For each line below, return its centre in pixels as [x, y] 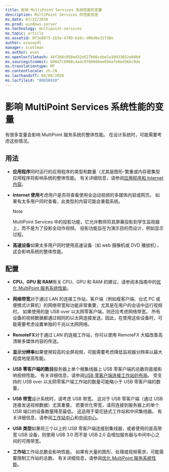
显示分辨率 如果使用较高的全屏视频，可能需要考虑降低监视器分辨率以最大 [87, 352]
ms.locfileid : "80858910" [32, 80]
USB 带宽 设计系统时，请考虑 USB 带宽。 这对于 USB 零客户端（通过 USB [88, 399]
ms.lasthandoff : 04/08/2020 [35, 76]
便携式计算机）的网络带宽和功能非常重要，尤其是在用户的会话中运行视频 [87, 305]
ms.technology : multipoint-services [44, 29]
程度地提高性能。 [30, 358]
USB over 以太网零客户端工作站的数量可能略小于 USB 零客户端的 [89, 382]
